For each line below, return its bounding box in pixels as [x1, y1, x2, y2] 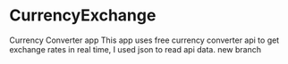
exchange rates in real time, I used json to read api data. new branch [9, 44, 262, 54]
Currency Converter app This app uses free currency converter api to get [9, 35, 280, 45]
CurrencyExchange [9, 5, 157, 26]
